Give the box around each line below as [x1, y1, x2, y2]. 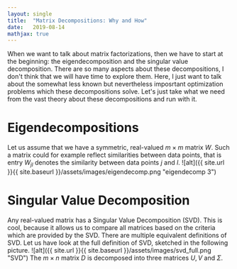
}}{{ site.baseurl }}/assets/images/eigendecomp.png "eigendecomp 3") [7, 168, 216, 176]
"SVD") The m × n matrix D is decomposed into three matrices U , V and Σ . [7, 253, 224, 262]
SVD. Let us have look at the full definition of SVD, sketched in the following [7, 238, 228, 247]
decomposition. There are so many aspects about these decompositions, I [7, 65, 224, 73]
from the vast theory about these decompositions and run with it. [7, 95, 197, 104]
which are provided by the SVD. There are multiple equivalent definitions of [7, 231, 227, 239]
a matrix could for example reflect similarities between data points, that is [7, 150, 222, 160]
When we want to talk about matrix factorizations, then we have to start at [7, 50, 224, 58]
